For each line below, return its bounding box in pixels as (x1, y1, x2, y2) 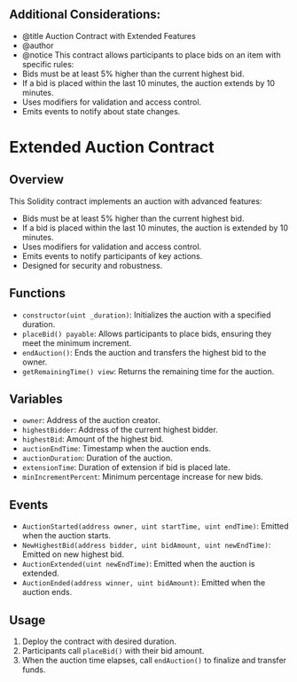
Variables (9, 392, 64, 407)
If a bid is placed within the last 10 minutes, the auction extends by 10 (21, 77, 276, 88)
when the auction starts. (21, 530, 111, 541)
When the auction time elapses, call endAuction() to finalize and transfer (21, 655, 286, 666)
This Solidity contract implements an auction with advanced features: (9, 195, 262, 207)
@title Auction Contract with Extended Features (21, 30, 197, 41)
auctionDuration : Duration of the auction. (21, 452, 173, 464)
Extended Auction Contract (9, 137, 215, 157)
